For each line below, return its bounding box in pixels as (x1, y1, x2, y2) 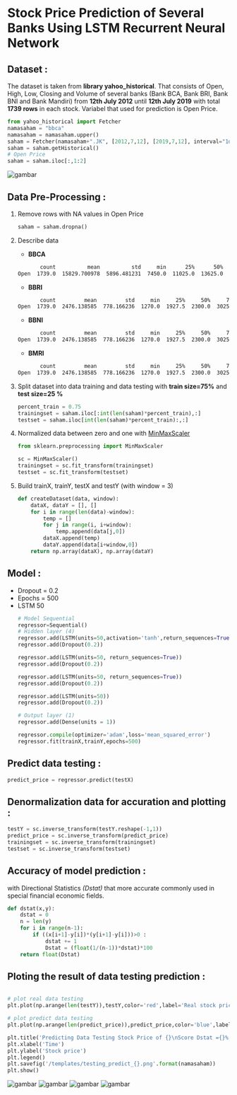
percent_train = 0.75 (17, 403, 82, 410)
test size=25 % (17, 389, 63, 398)
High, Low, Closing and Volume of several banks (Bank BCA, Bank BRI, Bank (7, 90, 229, 98)
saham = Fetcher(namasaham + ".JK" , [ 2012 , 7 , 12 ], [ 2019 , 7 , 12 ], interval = (7, 138, 222, 145)
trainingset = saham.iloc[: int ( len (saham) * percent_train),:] (17, 410, 202, 417)
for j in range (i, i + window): (43, 521, 132, 528)
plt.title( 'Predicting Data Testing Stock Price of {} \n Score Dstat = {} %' (7, 1034, 232, 1041)
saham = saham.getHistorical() (7, 144, 99, 151)
